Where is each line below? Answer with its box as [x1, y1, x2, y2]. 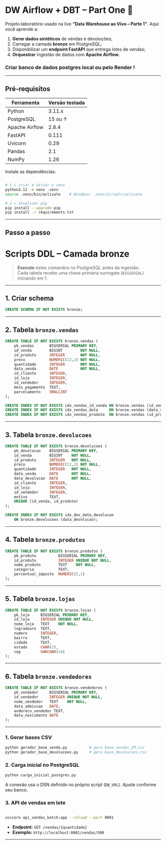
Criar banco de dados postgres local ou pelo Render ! [5, 64, 135, 71]
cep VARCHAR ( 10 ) [14, 649, 65, 654]
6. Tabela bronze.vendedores [5, 672, 92, 680]
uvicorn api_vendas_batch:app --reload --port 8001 [5, 815, 114, 820]
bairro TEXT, [14, 635, 52, 640]
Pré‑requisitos [5, 84, 50, 93]
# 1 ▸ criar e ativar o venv [5, 183, 65, 188]
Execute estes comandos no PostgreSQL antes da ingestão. [17, 265, 140, 271]
